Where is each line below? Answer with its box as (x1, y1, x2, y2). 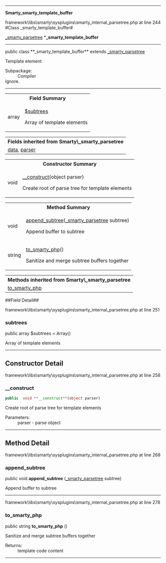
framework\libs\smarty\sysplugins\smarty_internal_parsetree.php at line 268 (5, 452, 161, 458)
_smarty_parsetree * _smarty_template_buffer (5, 34, 99, 40)
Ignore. (5, 78, 20, 84)
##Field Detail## (5, 297, 39, 303)
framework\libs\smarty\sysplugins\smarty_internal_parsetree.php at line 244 (5, 19, 161, 25)
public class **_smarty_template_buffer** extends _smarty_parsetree (5, 49, 145, 55)
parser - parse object (17, 420, 61, 426)
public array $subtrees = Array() (5, 330, 71, 336)
